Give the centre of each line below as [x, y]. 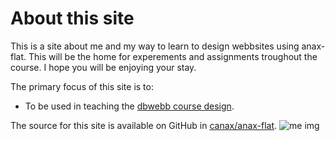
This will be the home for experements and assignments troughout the [173, 56]
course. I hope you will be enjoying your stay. [103, 67]
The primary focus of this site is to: [82, 86]
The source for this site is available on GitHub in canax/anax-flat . [144, 125]
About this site [72, 18]
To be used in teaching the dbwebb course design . [129, 106]
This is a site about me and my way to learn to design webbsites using [155, 46]
